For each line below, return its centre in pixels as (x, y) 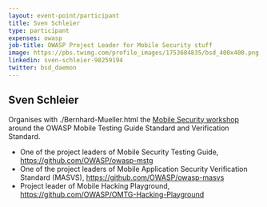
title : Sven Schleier (44, 23)
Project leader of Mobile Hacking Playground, (95, 185)
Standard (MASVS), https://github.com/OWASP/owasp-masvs (122, 177)
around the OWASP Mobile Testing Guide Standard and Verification (119, 128)
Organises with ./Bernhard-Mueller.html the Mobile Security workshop (124, 119)
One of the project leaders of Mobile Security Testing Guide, (119, 152)
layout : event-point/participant (64, 16)
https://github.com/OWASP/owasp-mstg (86, 160)
